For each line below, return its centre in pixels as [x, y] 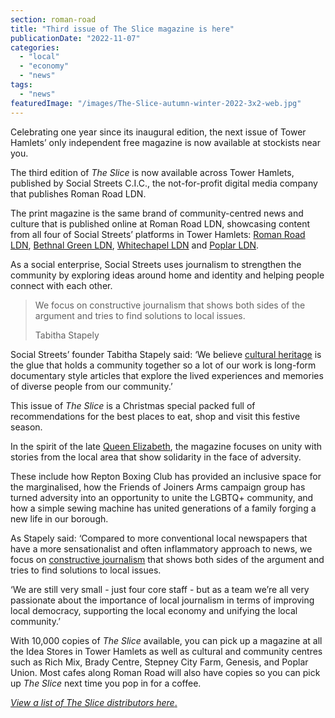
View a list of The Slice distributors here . [94, 702]
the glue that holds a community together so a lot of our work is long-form [163, 365]
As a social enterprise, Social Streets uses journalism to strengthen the [156, 264]
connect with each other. [61, 285]
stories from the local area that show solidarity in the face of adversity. [156, 457]
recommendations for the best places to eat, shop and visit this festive [155, 416]
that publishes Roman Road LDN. [78, 193]
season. [26, 427]
